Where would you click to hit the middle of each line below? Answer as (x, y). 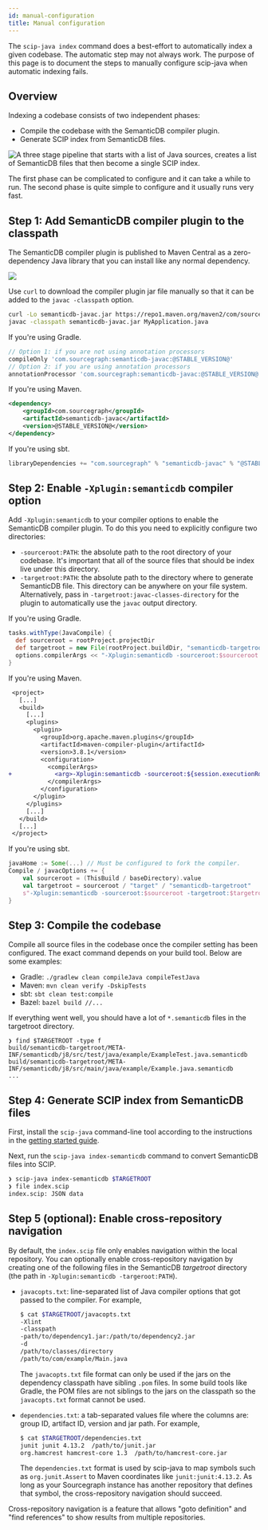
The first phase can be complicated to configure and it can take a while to (130, 179)
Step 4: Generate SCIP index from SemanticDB (126, 1100)
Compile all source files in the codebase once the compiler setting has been (133, 944)
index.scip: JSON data (46, 1193)
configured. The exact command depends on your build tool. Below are (125, 953)
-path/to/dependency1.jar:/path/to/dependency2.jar (107, 1337)
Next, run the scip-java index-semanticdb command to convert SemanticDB (133, 1156)
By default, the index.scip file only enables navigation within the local (123, 1250)
